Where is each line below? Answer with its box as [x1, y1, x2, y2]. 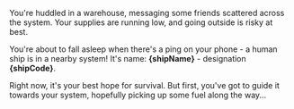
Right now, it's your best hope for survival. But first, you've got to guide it [9, 80, 281, 90]
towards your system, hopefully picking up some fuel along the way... [9, 89, 267, 100]
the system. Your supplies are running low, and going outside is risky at [9, 17, 273, 28]
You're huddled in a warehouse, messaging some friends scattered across [9, 8, 285, 18]
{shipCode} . [9, 63, 57, 73]
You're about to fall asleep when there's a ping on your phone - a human [9, 44, 278, 54]
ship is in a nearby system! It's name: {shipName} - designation [9, 54, 247, 63]
